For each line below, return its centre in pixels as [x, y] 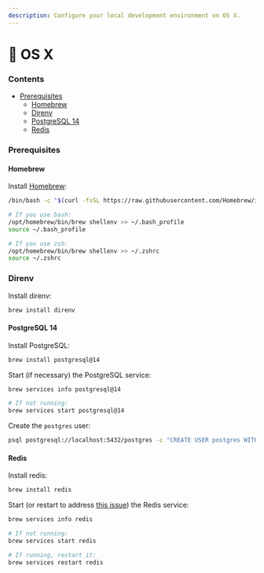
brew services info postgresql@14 [65, 389]
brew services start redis [52, 541]
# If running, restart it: [52, 555]
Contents [26, 79]
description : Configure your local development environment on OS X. [125, 15]
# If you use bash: [40, 215]
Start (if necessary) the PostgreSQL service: [80, 375]
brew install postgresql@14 [54, 360]
